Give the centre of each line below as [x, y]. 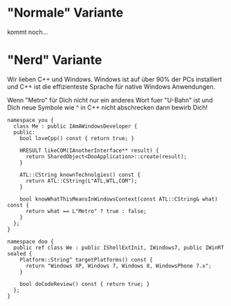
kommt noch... [28, 32]
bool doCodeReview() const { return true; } [85, 284]
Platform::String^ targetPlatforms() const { [86, 260]
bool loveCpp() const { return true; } [77, 138]
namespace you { [30, 120]
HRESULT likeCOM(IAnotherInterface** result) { [89, 151]
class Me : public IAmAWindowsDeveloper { [75, 126]
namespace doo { [30, 241]
